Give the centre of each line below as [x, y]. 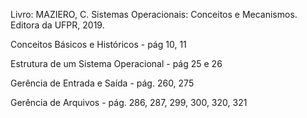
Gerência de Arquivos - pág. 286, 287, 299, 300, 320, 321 [129, 102]
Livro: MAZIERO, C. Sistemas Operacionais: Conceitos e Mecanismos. [154, 14]
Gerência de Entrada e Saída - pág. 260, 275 [102, 83]
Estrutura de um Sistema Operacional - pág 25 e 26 [116, 63]
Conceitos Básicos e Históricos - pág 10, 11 [98, 44]
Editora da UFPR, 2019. [57, 25]
